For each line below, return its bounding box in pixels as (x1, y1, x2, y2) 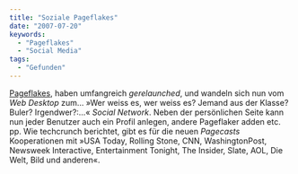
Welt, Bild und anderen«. (9, 154, 101, 165)
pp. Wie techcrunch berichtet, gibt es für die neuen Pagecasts (9, 126, 241, 136)
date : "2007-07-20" (9, 22, 83, 30)
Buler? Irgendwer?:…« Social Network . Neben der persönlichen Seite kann (9, 107, 285, 117)
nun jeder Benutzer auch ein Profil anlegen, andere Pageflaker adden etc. (9, 116, 281, 126)
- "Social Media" (17, 47, 83, 56)
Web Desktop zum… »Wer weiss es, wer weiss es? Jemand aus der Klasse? (9, 97, 289, 108)
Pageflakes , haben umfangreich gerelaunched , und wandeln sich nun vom (9, 87, 285, 99)
